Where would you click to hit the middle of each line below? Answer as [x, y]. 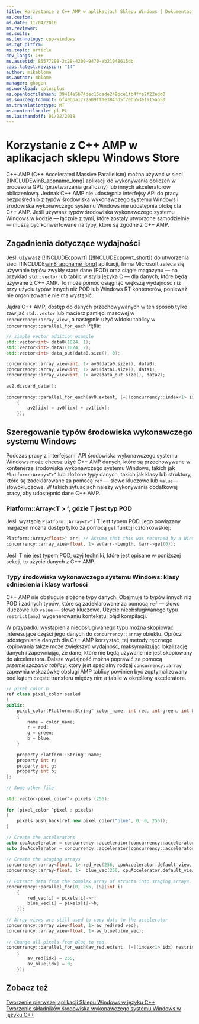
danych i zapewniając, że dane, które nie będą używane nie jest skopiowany [99, 653]
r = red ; [38, 727]
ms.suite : [18, 34]
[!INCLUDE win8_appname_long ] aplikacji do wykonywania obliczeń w [91, 181]
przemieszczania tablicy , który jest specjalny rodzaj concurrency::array [94, 665]
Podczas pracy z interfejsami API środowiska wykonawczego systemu [92, 455]
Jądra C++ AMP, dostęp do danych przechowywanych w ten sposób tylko [97, 307]
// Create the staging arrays [44, 859]
